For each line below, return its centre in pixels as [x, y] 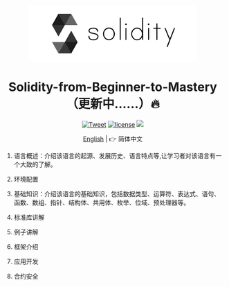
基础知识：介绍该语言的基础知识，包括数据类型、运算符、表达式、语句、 [117, 193]
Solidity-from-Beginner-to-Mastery [113, 87]
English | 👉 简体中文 [113, 139]
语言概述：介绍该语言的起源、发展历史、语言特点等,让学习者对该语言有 [114, 155]
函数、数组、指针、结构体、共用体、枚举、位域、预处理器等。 [102, 202]
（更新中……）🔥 [113, 104]
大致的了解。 [38, 164]
